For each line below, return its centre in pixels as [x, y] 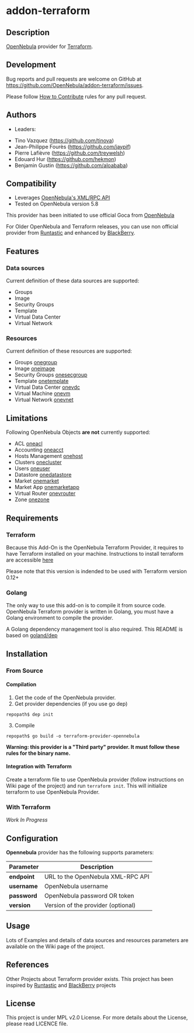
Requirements [32, 518]
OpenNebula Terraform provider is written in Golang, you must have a [90, 612]
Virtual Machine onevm [42, 394]
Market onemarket [37, 481]
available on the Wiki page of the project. [56, 946]
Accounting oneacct [39, 450]
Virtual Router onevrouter [45, 494]
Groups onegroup [36, 362]
